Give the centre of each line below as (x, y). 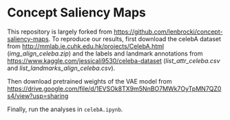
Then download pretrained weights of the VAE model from (90, 81)
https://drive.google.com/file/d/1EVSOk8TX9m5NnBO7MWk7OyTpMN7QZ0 (114, 88)
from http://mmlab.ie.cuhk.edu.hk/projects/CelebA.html (85, 46)
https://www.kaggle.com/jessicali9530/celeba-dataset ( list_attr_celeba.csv (114, 60)
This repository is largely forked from (60, 32)
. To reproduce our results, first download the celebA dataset (135, 38)
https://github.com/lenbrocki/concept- (168, 32)
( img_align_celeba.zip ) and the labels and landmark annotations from (105, 53)
